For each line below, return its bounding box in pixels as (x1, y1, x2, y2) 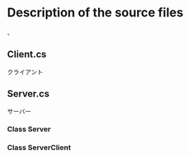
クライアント (7, 67, 43, 76)
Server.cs (7, 88, 50, 100)
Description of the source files (7, 5, 184, 21)
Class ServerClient (7, 143, 71, 152)
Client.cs (7, 49, 47, 60)
